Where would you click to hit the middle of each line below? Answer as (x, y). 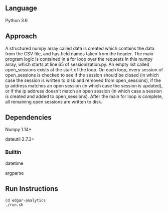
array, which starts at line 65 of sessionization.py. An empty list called (77, 64)
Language (21, 8)
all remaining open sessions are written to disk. (54, 101)
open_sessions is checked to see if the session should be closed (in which (82, 75)
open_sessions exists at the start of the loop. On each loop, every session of (84, 69)
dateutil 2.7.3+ (20, 139)
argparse (15, 173)
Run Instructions (32, 189)
